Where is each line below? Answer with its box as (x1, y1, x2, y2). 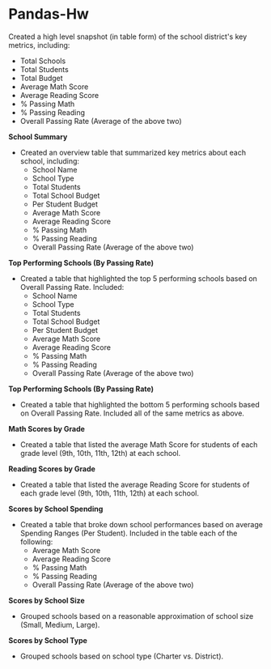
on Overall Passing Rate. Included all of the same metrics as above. (19, 408, 245, 418)
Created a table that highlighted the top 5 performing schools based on (19, 273, 257, 283)
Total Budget (19, 73, 63, 83)
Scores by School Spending (8, 504, 104, 513)
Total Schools (19, 56, 66, 66)
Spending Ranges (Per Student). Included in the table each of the (19, 528, 238, 538)
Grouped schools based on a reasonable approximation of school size (19, 611, 254, 620)
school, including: (19, 156, 79, 166)
